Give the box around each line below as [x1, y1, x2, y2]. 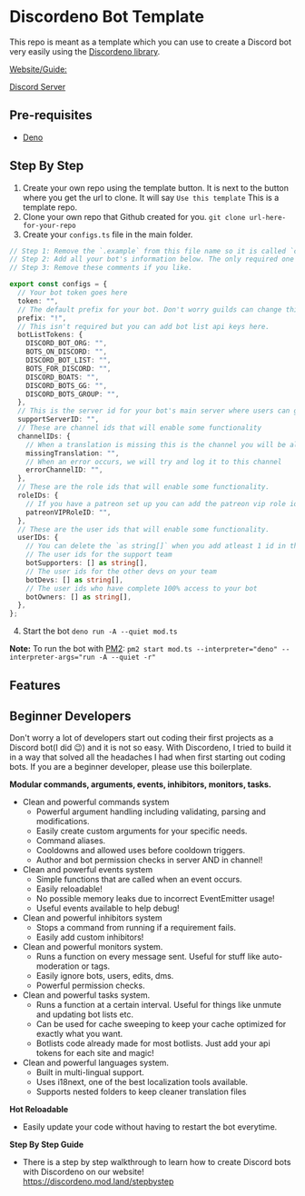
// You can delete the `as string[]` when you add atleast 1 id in [25, 542, 286, 551]
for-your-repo [22, 221, 76, 230]
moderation [35, 961, 80, 972]
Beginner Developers [9, 708, 132, 723]
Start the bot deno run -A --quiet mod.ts [22, 625, 178, 637]
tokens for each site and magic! [35, 1048, 154, 1059]
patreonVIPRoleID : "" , [25, 507, 112, 517]
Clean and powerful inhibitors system [22, 912, 163, 923]
